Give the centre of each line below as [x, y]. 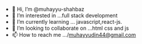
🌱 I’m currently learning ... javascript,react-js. [67, 22]
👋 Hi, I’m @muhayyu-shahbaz [48, 9]
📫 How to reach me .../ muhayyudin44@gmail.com [74, 35]
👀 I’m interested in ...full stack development [64, 15]
